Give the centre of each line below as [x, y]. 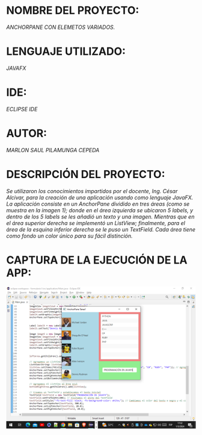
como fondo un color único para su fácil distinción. [70, 236]
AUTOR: [26, 134]
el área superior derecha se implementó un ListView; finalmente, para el [96, 223]
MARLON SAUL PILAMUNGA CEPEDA [53, 150]
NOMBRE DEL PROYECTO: [73, 11]
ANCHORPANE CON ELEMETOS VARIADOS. [61, 27]
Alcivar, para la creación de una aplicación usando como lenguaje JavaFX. [100, 197]
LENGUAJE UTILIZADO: [66, 51]
